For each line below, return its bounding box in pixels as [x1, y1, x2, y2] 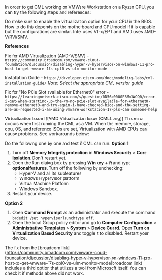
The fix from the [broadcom [5, 245, 61, 251]
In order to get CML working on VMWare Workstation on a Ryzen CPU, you [5, 4, 154, 10]
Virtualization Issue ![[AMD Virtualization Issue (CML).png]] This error [5, 116, 144, 121]
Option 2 [5, 200, 23, 206]
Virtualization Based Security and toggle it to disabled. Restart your [12, 230, 149, 236]
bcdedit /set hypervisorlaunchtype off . [12, 215, 94, 221]
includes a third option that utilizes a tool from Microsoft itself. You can [5, 265, 146, 271]
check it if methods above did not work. [5, 270, 84, 276]
